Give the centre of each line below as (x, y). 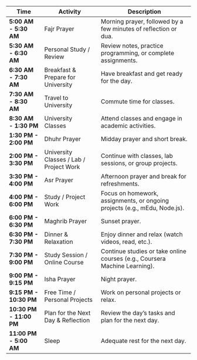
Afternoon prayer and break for (143, 176)
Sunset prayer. (121, 221)
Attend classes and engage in (142, 118)
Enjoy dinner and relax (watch (142, 234)
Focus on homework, (130, 193)
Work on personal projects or (141, 292)
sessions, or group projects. (139, 163)
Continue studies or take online (143, 251)
